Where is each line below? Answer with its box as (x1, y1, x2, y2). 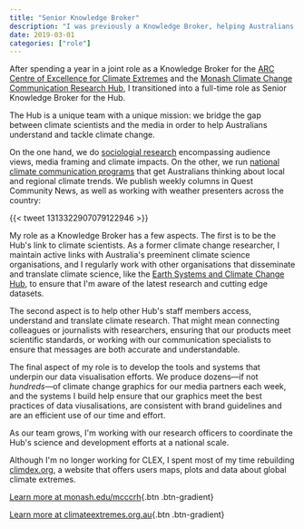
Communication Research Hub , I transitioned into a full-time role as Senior (9, 83, 288, 93)
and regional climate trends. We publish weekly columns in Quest (9, 176, 254, 187)
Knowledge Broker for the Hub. (9, 93, 126, 103)
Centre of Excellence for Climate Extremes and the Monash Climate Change (9, 73, 293, 84)
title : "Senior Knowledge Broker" (9, 13, 141, 23)
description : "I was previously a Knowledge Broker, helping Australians (9, 22, 295, 31)
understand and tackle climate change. (9, 129, 156, 141)
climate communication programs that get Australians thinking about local (9, 166, 286, 177)
